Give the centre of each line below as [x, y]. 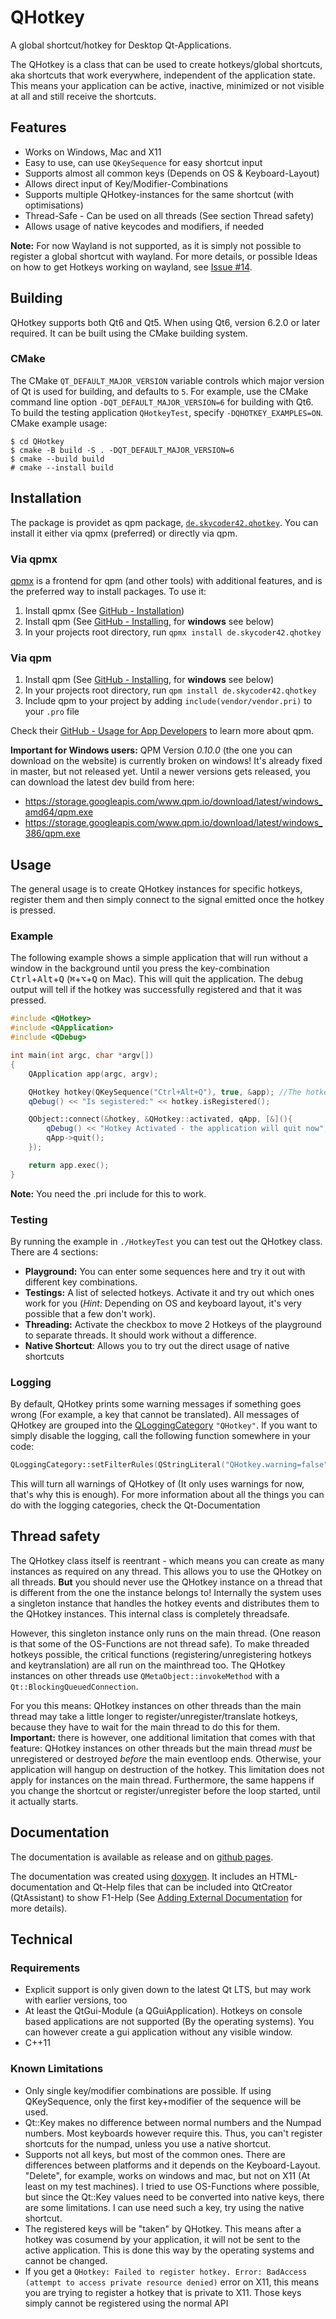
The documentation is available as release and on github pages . [142, 1857]
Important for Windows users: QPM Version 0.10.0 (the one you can [151, 750]
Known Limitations [57, 2069]
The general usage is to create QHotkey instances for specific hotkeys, [156, 889]
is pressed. [33, 910]
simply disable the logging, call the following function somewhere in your [161, 1436]
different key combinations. [81, 1282]
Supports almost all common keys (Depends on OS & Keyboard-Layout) [172, 173]
